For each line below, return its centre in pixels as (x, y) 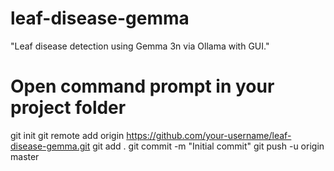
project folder (68, 108)
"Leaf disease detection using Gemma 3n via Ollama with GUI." (140, 46)
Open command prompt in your (142, 86)
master (25, 156)
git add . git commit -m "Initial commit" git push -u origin (208, 146)
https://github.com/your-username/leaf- (209, 135)
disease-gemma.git (50, 146)
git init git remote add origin (67, 135)
